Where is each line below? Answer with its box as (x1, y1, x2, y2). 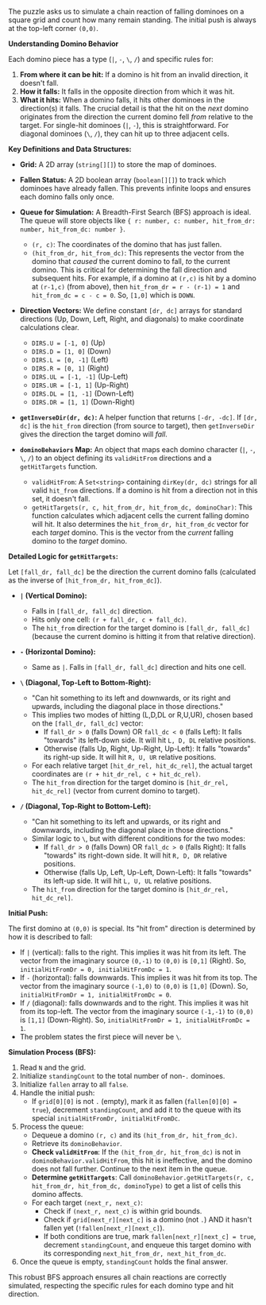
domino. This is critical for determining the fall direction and (31, 265, 227, 274)
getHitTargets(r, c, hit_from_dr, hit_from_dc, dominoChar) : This (31, 502, 253, 512)
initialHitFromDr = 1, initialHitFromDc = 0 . (19, 989, 172, 999)
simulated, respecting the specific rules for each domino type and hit (8, 1281, 234, 1290)
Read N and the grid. (19, 1063, 86, 1072)
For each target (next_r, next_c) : (31, 1198, 143, 1207)
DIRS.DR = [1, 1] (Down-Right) (31, 397, 135, 406)
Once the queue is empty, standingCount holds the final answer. (19, 1257, 229, 1266)
